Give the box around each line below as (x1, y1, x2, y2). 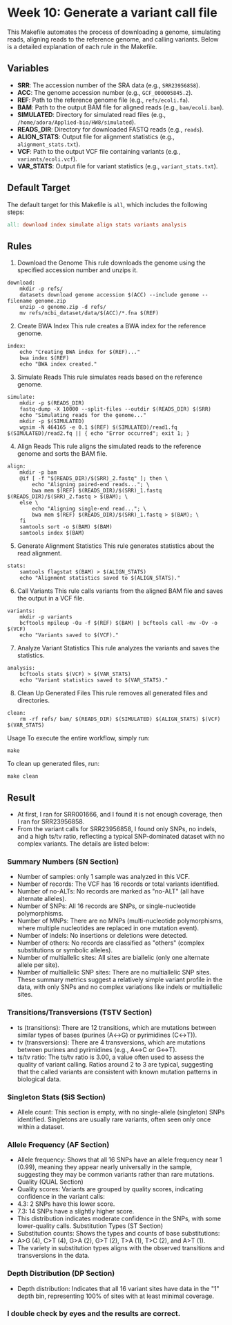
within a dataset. (17, 1122, 65, 1130)
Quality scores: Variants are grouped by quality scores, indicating (17, 1185, 204, 1193)
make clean (7, 773, 39, 780)
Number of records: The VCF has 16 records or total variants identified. (17, 880, 220, 888)
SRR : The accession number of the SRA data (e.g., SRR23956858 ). (17, 81, 200, 89)
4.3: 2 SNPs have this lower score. (17, 1200, 115, 1208)
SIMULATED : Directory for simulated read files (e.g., (17, 110, 166, 118)
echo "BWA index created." (19, 361, 97, 368)
